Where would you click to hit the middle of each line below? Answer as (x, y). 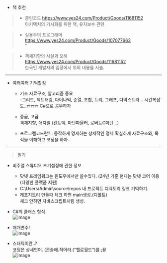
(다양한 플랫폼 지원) (39, 182)
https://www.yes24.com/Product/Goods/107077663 (78, 40)
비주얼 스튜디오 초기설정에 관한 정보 (47, 165)
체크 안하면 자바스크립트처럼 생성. (52, 201)
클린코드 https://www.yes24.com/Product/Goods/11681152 (84, 18)
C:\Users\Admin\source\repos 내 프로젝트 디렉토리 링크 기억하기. (84, 188)
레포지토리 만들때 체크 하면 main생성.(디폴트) (64, 195)
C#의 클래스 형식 (29, 212)
